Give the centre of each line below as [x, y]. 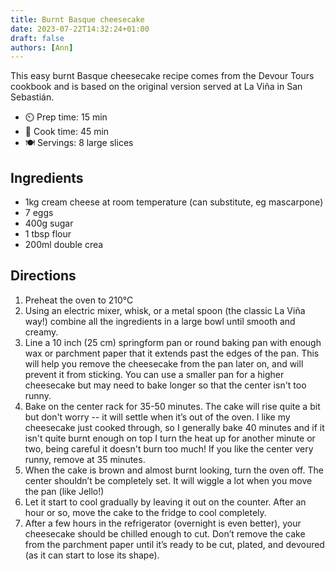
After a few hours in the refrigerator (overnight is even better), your [163, 523]
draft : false [37, 38]
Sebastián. [32, 97]
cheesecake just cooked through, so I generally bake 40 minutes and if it [174, 427]
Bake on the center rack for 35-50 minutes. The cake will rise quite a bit [172, 406]
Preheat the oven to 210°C [79, 300]
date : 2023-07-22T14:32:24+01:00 [80, 29]
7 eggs [39, 213]
